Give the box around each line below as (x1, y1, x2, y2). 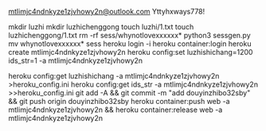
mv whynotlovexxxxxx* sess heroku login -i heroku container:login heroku (8, 39, 252, 48)
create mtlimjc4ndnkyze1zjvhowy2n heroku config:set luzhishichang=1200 (8, 48, 253, 56)
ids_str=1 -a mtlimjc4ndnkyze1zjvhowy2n (8, 56, 143, 65)
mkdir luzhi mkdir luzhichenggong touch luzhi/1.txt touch (8, 22, 194, 31)
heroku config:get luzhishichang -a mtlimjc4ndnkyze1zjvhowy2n (8, 71, 220, 80)
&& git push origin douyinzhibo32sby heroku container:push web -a (8, 97, 230, 106)
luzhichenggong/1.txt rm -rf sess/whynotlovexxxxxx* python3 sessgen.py (8, 31, 251, 40)
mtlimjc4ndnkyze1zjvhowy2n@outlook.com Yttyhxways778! (8, 7, 205, 16)
